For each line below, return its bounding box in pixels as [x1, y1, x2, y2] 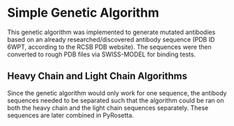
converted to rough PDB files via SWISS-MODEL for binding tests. [7, 50, 196, 58]
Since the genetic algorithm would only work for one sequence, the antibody [7, 88, 227, 97]
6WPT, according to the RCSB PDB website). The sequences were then [7, 42, 212, 51]
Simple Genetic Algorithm [7, 5, 159, 21]
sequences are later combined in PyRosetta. [7, 111, 134, 119]
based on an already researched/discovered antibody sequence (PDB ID [7, 35, 215, 43]
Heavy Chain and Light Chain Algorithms [7, 70, 188, 82]
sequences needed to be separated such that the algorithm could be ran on [7, 96, 224, 104]
